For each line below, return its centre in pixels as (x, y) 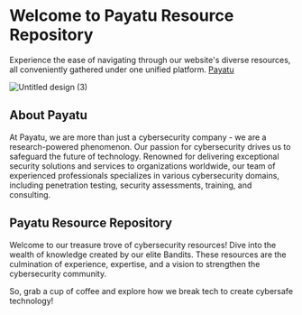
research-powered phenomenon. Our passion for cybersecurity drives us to (150, 146)
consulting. (30, 194)
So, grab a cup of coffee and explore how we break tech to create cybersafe (151, 291)
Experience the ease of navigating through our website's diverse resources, (150, 60)
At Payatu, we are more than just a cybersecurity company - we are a (138, 137)
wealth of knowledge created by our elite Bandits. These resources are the (148, 255)
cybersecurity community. (58, 273)
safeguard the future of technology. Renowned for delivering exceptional (144, 156)
